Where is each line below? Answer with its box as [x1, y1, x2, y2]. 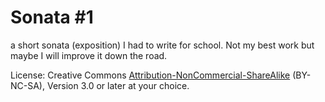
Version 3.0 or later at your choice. [46, 79, 190, 91]
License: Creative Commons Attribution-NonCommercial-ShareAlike [10, 69, 291, 81]
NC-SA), [10, 79, 45, 91]
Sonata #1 [10, 6, 94, 29]
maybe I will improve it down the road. [10, 49, 168, 61]
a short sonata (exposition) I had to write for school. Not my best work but [10, 39, 315, 51]
